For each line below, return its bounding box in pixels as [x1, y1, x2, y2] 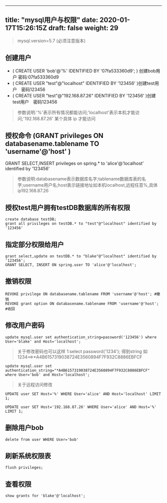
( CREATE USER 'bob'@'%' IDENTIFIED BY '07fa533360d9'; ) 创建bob [12, 68, 156, 73]
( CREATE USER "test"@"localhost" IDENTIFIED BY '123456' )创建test [12, 80, 155, 86]
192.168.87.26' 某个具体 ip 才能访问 [24, 115, 96, 122]
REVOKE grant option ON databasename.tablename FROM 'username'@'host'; [5, 301, 159, 306]
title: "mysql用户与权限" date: [5, 16, 98, 24]
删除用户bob [5, 424, 44, 432]
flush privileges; [5, 465, 43, 470]
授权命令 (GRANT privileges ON [5, 132, 103, 140]
